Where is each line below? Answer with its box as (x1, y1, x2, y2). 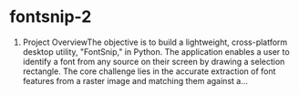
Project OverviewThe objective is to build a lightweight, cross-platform (22, 37, 288, 47)
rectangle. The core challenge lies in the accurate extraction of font (22, 66, 276, 77)
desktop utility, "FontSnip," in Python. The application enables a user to (22, 46, 290, 57)
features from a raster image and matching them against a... (22, 75, 248, 86)
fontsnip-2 (9, 6, 92, 27)
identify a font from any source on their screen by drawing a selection (22, 56, 285, 67)
